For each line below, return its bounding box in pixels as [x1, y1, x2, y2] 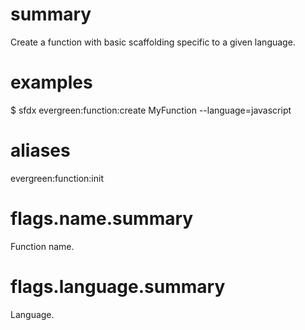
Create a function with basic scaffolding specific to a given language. [10, 36, 296, 48]
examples [10, 71, 93, 94]
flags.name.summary [10, 208, 194, 230]
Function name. [10, 240, 75, 252]
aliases [10, 139, 71, 162]
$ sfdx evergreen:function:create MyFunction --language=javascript [10, 104, 292, 116]
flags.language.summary [10, 275, 226, 298]
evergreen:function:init [10, 172, 104, 184]
